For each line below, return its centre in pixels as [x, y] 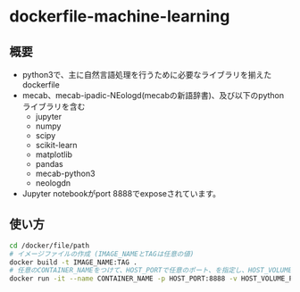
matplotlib [54, 154]
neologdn [53, 183]
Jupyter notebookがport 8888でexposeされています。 [121, 193]
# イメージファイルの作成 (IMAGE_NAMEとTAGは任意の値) [102, 254]
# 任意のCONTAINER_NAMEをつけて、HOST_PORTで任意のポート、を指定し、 [129, 271]
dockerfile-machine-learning [120, 17]
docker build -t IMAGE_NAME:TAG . [74, 262]
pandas [50, 164]
